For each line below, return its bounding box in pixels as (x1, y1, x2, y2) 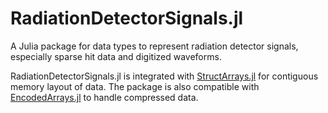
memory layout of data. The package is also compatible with (10, 80, 260, 92)
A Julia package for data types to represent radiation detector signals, (10, 40, 299, 52)
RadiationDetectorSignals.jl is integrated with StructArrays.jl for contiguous (10, 70, 319, 82)
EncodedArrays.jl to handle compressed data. (10, 91, 199, 103)
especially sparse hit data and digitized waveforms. (10, 50, 222, 62)
